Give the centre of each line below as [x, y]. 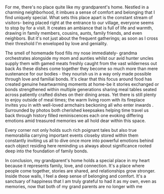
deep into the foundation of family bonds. [47, 151]
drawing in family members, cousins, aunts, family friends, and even [74, 33]
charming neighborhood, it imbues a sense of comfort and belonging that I [80, 12]
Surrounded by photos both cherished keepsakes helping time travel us [77, 110]
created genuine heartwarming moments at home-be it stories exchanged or [82, 84]
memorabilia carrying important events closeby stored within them [72, 135]
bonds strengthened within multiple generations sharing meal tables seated [81, 89]
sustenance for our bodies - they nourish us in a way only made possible [78, 74]
